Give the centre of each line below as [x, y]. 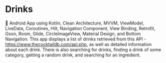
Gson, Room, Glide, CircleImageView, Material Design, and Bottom [73, 33]
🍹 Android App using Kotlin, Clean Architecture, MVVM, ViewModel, [75, 23]
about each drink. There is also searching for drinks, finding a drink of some [83, 49]
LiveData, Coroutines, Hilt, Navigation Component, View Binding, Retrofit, [80, 28]
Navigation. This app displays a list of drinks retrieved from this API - [76, 39]
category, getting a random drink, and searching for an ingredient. [73, 55]
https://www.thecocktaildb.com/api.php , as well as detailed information [79, 44]
